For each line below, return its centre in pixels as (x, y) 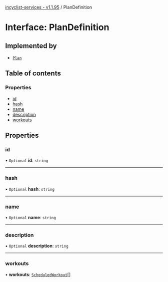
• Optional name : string (30, 217)
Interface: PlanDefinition (57, 27)
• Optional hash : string (30, 189)
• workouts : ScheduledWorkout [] (38, 275)
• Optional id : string (27, 160)
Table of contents (33, 74)
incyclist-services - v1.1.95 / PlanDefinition (49, 7)
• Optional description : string (37, 246)
